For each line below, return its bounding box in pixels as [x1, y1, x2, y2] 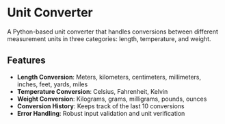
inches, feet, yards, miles [16, 80, 88, 88]
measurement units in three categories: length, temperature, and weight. [7, 34, 211, 42]
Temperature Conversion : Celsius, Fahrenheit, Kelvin [16, 87, 168, 95]
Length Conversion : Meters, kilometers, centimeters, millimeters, [16, 73, 202, 81]
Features [7, 55, 46, 66]
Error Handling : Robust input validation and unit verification [16, 109, 185, 117]
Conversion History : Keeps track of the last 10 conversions [16, 101, 185, 110]
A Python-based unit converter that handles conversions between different [7, 27, 219, 36]
